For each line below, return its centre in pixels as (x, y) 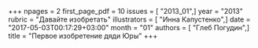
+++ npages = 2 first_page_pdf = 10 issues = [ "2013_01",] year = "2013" (126, 11)
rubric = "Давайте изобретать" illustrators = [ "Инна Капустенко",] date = (129, 19)
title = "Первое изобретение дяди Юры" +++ (83, 36)
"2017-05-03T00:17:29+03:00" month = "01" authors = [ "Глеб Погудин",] (129, 27)
